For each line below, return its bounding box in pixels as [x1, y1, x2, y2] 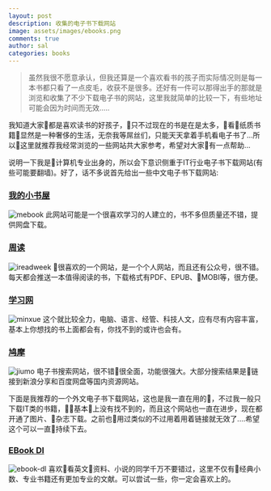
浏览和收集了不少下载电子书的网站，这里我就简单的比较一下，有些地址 [28, 93, 263, 102]
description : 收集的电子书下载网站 [8, 19, 116, 28]
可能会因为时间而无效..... [28, 103, 110, 112]
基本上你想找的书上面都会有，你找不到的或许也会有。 [8, 324, 186, 334]
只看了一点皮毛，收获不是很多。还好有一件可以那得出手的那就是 [49, 83, 263, 92]
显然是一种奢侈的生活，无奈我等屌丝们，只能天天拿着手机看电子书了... [19, 130, 253, 140]
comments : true [8, 34, 60, 43]
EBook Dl [8, 445, 44, 456]
